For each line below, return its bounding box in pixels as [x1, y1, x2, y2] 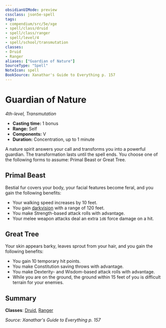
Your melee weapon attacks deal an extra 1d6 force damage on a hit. [12, 215, 154, 221]
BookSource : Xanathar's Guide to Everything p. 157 [5, 73, 115, 78]
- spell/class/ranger [5, 31, 51, 36]
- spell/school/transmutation [5, 40, 69, 45]
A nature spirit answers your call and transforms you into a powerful [5, 146, 146, 152]
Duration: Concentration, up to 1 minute [12, 136, 95, 142]
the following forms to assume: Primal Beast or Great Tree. [5, 156, 126, 163]
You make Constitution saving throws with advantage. [12, 263, 124, 269]
